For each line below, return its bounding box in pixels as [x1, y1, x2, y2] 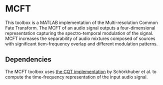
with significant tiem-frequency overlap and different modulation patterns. [5, 40, 158, 46]
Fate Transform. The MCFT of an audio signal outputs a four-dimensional [5, 24, 156, 30]
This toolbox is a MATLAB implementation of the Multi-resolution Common [5, 19, 158, 25]
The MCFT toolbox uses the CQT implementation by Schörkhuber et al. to [5, 68, 156, 74]
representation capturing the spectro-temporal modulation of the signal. [5, 30, 153, 36]
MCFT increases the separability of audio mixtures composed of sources [5, 35, 156, 41]
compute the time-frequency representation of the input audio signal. [5, 73, 148, 80]
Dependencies [5, 55, 51, 64]
